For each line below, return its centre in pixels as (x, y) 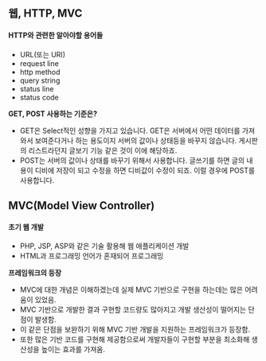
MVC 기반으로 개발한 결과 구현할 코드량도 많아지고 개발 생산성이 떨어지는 (133, 310)
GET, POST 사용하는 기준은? (53, 114)
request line (39, 63)
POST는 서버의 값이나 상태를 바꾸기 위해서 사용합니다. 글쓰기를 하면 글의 (132, 160)
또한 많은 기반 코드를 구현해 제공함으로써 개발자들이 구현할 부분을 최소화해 (135, 340)
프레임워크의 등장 (35, 273)
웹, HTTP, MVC (45, 14)
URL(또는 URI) (43, 54)
